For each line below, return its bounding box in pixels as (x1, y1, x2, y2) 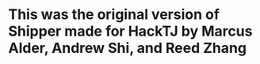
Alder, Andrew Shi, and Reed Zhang (8, 40, 247, 57)
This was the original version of (8, 6, 220, 24)
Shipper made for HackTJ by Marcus (8, 22, 253, 40)
